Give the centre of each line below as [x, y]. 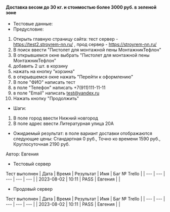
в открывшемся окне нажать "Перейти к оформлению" [73, 77]
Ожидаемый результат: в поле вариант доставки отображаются [82, 133]
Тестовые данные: [33, 24]
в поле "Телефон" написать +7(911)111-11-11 [59, 88]
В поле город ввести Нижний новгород [55, 118]
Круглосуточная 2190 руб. [41, 144]
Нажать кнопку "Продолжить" [46, 99]
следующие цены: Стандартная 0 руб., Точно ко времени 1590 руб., [87, 139]
